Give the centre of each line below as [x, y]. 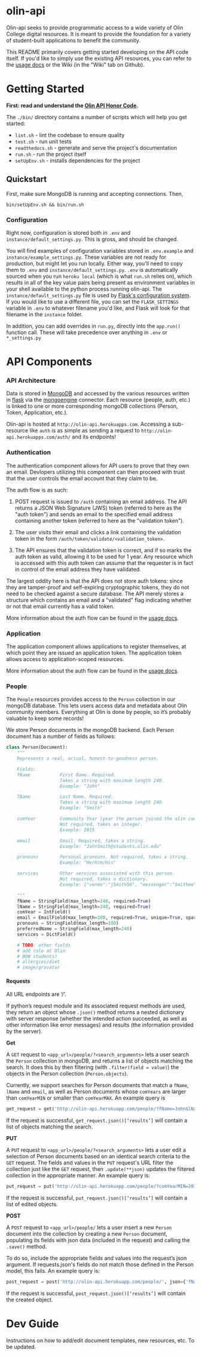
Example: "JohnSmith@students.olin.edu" [111, 846]
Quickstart [27, 179]
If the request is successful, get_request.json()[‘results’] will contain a [97, 1121]
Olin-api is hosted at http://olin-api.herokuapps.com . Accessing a [89, 424]
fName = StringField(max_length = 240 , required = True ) [84, 901]
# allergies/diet [39, 962]
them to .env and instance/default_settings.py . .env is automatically [92, 270]
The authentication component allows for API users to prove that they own [98, 465]
